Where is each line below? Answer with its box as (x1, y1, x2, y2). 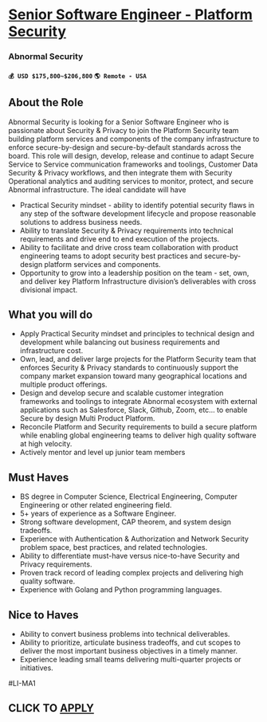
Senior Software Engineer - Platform (8, 6, 253, 24)
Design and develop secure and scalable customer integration (19, 388, 224, 398)
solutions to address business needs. (19, 217, 143, 226)
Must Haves (8, 470, 69, 484)
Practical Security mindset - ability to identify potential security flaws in (19, 200, 255, 210)
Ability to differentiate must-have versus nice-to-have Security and (19, 551, 241, 561)
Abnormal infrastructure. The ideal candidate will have (8, 185, 187, 194)
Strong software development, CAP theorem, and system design (19, 517, 231, 527)
